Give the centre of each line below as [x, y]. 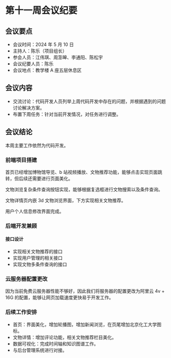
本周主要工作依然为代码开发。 [37, 145]
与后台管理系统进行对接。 [40, 350]
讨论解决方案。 [28, 108]
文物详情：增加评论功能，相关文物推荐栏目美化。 [64, 337]
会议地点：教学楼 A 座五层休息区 [47, 70]
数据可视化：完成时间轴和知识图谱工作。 [55, 344]
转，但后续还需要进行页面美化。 [39, 178]
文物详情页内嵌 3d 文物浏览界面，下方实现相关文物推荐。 [66, 200]
